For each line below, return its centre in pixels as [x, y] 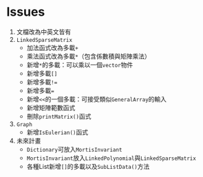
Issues [26, 12]
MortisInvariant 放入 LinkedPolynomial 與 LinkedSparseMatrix [111, 158]
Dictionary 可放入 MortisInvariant [74, 149]
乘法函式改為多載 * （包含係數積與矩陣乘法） [88, 56]
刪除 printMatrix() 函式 [59, 116]
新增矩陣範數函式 [51, 108]
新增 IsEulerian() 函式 [57, 132]
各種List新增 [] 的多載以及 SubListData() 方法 [88, 166]
